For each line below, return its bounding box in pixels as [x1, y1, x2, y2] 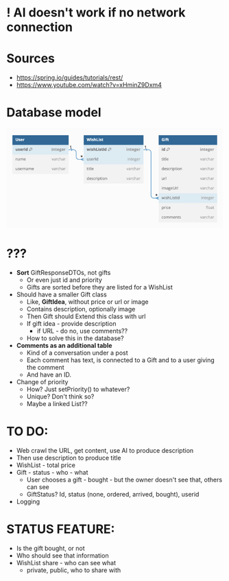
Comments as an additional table [16, 341, 112, 349]
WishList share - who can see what [16, 558, 117, 567]
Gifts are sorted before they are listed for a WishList [26, 283, 173, 291]
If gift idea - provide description [26, 319, 117, 327]
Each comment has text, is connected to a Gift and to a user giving [26, 355, 215, 364]
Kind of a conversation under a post [26, 348, 128, 357]
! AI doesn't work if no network [6, 5, 186, 21]
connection [6, 19, 73, 35]
